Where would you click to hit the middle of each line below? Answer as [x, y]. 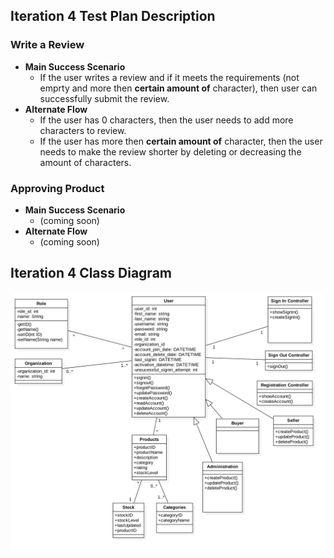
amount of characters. [85, 162]
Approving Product [57, 188]
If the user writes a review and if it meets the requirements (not [169, 77]
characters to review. [83, 130]
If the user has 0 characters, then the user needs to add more [166, 120]
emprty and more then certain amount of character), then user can [178, 88]
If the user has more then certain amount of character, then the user [181, 141]
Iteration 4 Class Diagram [91, 273]
